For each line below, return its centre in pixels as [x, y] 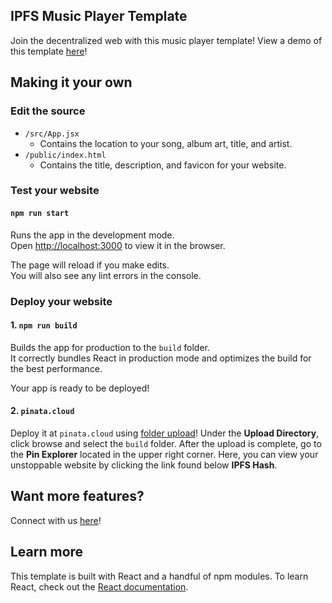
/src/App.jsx [52, 134]
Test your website [55, 191]
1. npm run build [44, 325]
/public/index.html [65, 155]
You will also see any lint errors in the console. [106, 275]
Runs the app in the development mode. [92, 235]
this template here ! [49, 51]
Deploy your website [61, 301]
